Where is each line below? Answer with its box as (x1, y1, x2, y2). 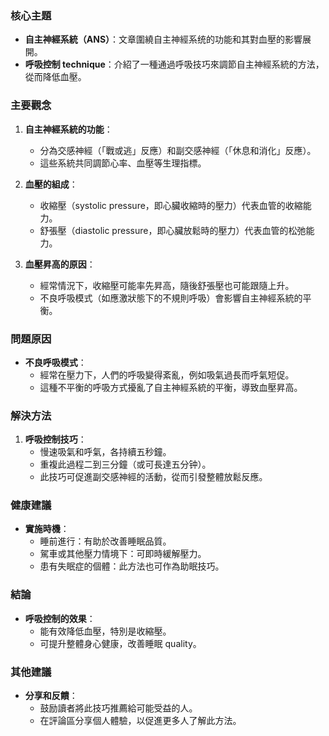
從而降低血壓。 (24, 71, 87, 83)
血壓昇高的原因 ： (24, 258, 96, 270)
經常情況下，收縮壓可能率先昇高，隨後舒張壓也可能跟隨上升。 (39, 279, 295, 291)
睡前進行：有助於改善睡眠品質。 (39, 535, 172, 547)
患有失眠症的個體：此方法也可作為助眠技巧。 (39, 560, 225, 572)
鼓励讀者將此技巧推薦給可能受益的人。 (39, 702, 198, 714)
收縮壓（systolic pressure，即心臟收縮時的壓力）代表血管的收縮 (39, 199, 303, 211)
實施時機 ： (24, 523, 70, 535)
